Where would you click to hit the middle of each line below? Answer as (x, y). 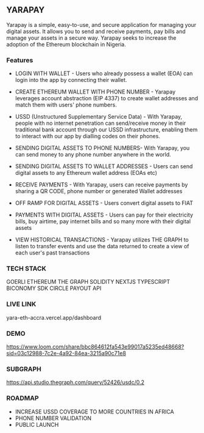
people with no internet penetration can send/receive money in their (100, 123)
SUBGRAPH (24, 369)
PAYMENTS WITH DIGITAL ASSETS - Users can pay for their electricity (104, 215)
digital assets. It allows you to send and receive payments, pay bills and (96, 31)
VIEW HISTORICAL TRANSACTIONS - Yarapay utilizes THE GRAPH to (102, 240)
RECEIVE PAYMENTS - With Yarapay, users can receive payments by (101, 185)
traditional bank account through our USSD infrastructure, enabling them (106, 130)
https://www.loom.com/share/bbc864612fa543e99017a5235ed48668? (95, 347)
